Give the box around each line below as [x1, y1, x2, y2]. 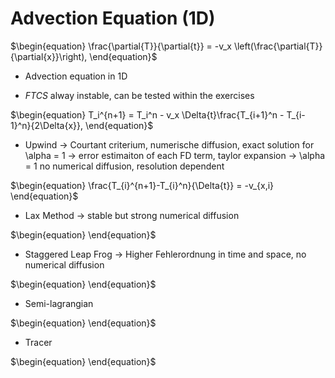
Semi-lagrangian [24, 297, 94, 309]
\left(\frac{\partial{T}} [233, 40, 323, 52]
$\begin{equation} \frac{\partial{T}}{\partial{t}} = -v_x [10, 40, 232, 52]
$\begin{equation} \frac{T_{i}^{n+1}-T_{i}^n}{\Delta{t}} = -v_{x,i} [10, 179, 275, 191]
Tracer [24, 336, 53, 348]
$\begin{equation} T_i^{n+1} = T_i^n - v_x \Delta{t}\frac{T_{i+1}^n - [10, 108, 285, 121]
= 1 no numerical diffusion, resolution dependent [24, 160, 225, 172]
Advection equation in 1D [24, 70, 128, 82]
